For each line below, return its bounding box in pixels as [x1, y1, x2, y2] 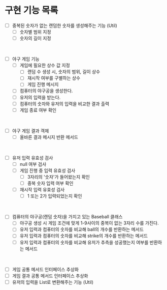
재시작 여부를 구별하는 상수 [27, 75, 81, 81]
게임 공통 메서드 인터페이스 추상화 [12, 266, 79, 272]
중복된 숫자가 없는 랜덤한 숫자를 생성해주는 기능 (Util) [12, 22, 117, 28]
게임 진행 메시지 [27, 81, 59, 88]
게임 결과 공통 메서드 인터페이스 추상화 [12, 273, 88, 279]
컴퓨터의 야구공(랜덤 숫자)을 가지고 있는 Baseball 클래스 [12, 214, 123, 220]
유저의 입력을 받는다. [19, 94, 61, 100]
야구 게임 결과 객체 [12, 128, 49, 134]
